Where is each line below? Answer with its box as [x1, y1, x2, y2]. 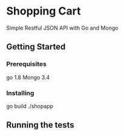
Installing [6, 89, 34, 97]
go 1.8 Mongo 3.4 [6, 74, 50, 81]
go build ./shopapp [6, 102, 53, 109]
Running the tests [6, 120, 74, 131]
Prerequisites [6, 60, 47, 68]
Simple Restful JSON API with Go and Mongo [6, 24, 119, 31]
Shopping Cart [6, 4, 81, 18]
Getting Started [6, 42, 66, 52]
